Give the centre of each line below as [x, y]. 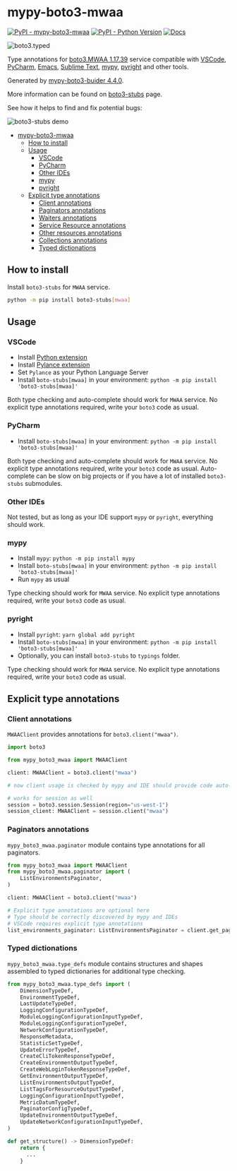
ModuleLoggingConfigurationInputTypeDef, [81, 1017]
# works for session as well [50, 798]
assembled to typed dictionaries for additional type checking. [96, 971]
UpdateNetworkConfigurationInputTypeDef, [81, 1122]
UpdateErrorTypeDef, [50, 1050]
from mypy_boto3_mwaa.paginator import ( [69, 872]
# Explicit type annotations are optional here [79, 910]
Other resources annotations [80, 232]
